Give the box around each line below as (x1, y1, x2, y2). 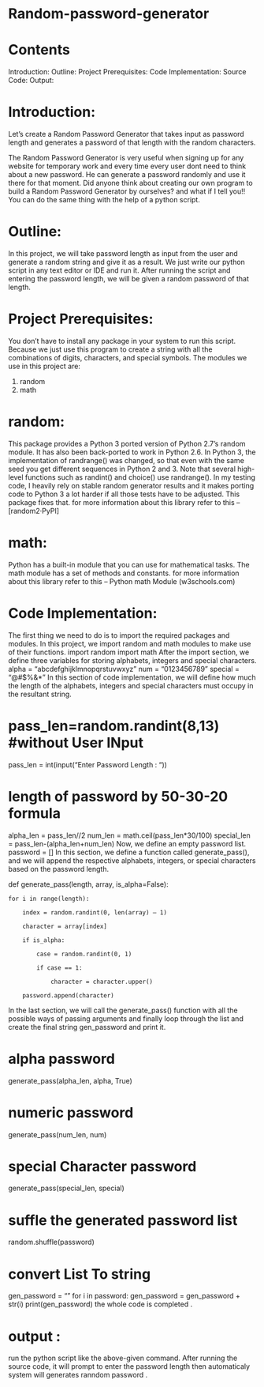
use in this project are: (8, 361, 81, 371)
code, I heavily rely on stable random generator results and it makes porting (8, 481, 255, 490)
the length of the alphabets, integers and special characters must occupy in (8, 680, 254, 690)
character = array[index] (22, 922, 108, 930)
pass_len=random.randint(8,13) (8, 717, 220, 735)
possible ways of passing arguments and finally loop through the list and (8, 1013, 244, 1023)
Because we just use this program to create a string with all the (8, 345, 213, 354)
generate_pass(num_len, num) (8, 1129, 107, 1139)
